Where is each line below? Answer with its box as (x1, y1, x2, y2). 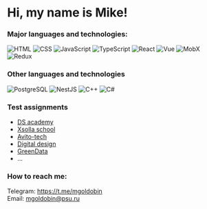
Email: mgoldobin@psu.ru (7, 195, 80, 203)
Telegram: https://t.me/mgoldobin (7, 187, 103, 195)
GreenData (17, 147, 48, 155)
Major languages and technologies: (7, 30, 129, 39)
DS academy (17, 118, 54, 126)
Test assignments (7, 102, 69, 111)
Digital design (17, 140, 56, 148)
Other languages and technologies (7, 69, 125, 79)
